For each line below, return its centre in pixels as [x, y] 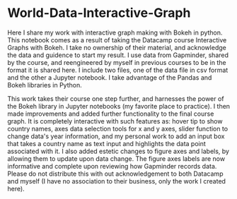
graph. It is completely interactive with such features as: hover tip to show [115, 121]
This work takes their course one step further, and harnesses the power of [116, 98]
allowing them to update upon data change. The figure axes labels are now [116, 158]
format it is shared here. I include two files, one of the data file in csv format [118, 70]
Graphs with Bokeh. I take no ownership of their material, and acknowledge [117, 47]
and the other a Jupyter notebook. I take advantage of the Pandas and [110, 77]
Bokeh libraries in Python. [45, 85]
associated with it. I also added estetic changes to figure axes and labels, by [118, 151]
